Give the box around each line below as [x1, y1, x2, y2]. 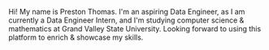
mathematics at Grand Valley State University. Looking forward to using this [8, 24, 262, 33]
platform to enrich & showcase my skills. [8, 32, 144, 42]
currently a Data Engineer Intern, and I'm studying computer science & [8, 15, 245, 25]
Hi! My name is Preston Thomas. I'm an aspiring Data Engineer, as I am [8, 7, 245, 16]
